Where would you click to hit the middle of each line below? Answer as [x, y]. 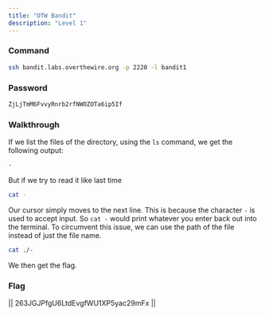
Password [28, 88]
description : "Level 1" [48, 23]
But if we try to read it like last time [65, 181]
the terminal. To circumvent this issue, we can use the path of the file [121, 227]
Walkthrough [34, 124]
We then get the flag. [43, 265]
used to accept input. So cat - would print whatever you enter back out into [132, 218]
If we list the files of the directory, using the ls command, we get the [121, 142]
